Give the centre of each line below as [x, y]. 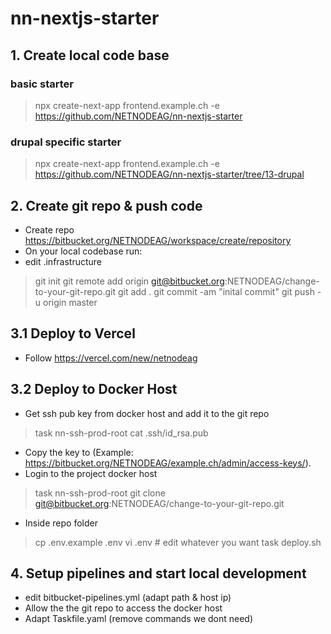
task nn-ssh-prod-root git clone [100, 493]
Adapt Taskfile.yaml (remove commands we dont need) [139, 619]
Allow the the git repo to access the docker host [123, 608]
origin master [70, 302]
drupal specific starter [66, 142]
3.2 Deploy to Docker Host [94, 389]
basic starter [42, 84]
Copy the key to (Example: [79, 452]
